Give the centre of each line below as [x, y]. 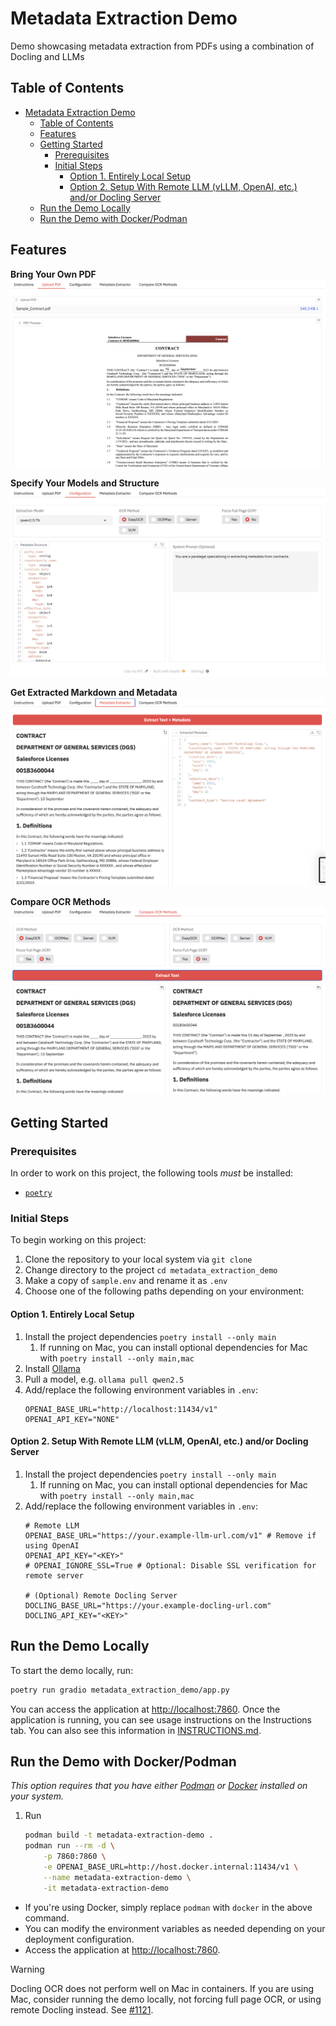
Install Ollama [52, 1368]
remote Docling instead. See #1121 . [82, 2009]
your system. [37, 1796]
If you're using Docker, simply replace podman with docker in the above [168, 1907]
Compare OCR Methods [60, 901]
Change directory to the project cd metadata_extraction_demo [151, 1270]
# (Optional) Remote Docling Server [101, 1595]
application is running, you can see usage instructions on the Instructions [161, 1719]
